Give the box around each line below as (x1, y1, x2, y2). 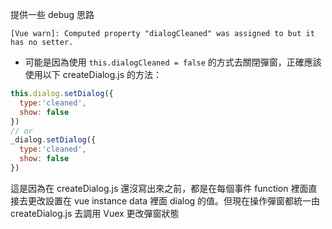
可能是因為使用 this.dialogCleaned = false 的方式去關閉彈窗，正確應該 (24, 56, 322, 68)
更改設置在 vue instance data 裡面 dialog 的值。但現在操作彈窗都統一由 (27, 194, 321, 207)
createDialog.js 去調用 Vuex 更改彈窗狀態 (10, 207, 180, 219)
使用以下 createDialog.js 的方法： (24, 69, 163, 80)
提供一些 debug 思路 (10, 9, 95, 20)
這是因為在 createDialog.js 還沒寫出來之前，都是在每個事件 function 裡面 (10, 182, 309, 194)
